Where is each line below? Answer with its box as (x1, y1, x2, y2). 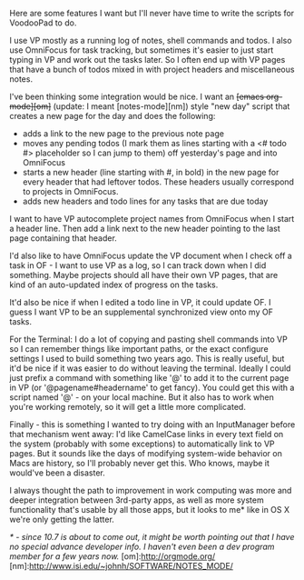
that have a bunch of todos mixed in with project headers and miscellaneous (9, 64, 295, 75)
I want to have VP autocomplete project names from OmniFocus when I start (9, 214, 295, 224)
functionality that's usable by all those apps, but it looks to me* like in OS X (9, 505, 290, 515)
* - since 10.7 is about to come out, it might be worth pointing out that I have (9, 532, 295, 542)
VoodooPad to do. (9, 17, 77, 28)
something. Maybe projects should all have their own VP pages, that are (9, 270, 279, 280)
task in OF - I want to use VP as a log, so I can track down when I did (9, 260, 267, 271)
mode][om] (9, 101, 52, 112)
